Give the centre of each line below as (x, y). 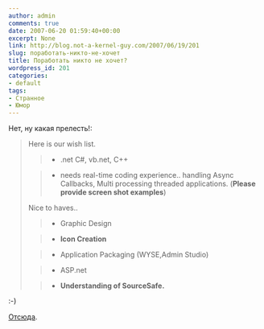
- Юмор (19, 105)
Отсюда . (23, 317)
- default (25, 83)
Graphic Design (86, 224)
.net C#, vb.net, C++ (94, 160)
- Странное (27, 98)
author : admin (32, 16)
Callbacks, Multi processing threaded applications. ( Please (158, 184)
